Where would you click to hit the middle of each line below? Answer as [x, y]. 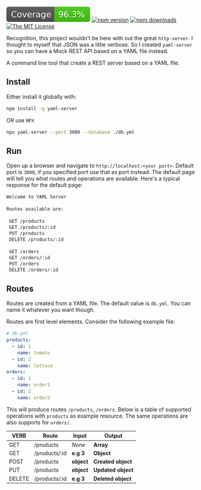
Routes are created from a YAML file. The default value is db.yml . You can [98, 303]
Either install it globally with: [41, 96]
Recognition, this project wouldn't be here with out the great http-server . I [100, 38]
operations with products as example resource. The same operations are [97, 416]
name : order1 [34, 385]
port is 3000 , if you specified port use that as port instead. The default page [100, 172]
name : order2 [34, 397]
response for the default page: [44, 185]
